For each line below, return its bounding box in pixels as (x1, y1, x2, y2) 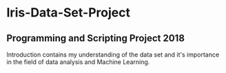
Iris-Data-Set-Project (6, 5, 130, 21)
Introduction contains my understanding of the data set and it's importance (6, 50, 220, 59)
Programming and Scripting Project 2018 (6, 32, 185, 44)
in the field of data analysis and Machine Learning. (6, 58, 150, 66)
